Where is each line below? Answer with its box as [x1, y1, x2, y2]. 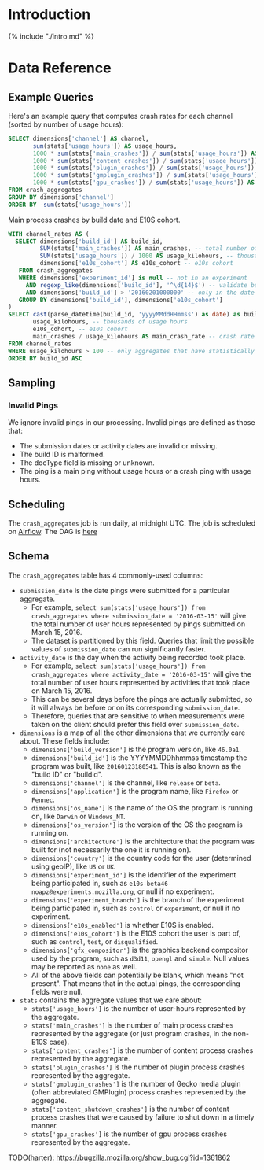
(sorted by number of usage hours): [8, 120, 124, 129]
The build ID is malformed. [19, 450, 106, 460]
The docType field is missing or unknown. [19, 458, 155, 467]
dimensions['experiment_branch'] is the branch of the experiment [31, 895, 245, 904]
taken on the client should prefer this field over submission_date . [31, 719, 240, 729]
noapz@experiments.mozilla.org [31, 888, 134, 896]
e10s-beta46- [129, 880, 172, 888]
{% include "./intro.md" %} [8, 31, 94, 41]
